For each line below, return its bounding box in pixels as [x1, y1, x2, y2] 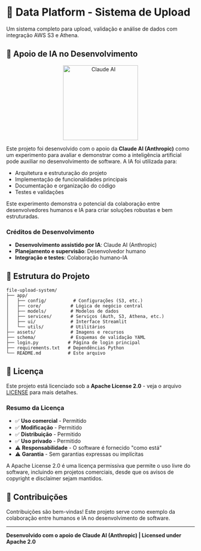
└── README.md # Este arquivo [6, 350, 106, 356]
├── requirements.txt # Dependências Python [6, 344, 124, 351]
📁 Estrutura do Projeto [6, 271, 90, 281]
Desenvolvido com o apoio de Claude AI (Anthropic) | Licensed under [6, 531, 182, 538]
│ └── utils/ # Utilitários [6, 323, 106, 330]
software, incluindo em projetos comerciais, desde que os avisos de [6, 468, 174, 476]
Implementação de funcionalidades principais [14, 175, 127, 183]
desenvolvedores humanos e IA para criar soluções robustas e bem [6, 206, 173, 213]
